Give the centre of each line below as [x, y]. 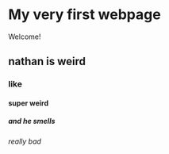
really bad [25, 141]
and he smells [32, 121]
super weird [29, 103]
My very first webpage [84, 15]
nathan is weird [47, 62]
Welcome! [25, 37]
